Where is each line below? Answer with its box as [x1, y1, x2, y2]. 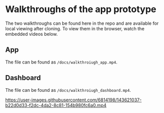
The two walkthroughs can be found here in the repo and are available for [5, 20, 159, 26]
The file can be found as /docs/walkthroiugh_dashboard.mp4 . [5, 87, 131, 93]
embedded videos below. [5, 31, 58, 37]
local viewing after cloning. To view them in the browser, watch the [5, 25, 145, 31]
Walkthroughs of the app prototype [5, 4, 156, 15]
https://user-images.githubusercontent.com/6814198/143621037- [5, 97, 142, 103]
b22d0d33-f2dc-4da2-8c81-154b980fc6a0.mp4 [5, 102, 107, 108]
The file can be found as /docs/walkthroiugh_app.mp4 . [5, 59, 117, 65]
